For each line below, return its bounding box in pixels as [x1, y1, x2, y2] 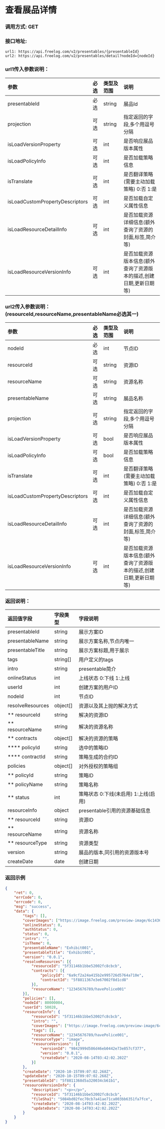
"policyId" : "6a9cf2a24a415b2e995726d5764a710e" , [40, 973, 144, 978]
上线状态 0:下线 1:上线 [78, 675, 130, 682]
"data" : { [14, 909, 34, 914]
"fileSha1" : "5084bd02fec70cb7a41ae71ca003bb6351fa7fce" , [31, 1096, 153, 1101]
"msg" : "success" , [14, 904, 52, 909]
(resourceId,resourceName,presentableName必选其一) [5, 310, 139, 317]
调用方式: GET [5, 23, 38, 30]
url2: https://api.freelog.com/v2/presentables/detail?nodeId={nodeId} [5, 54, 155, 59]
